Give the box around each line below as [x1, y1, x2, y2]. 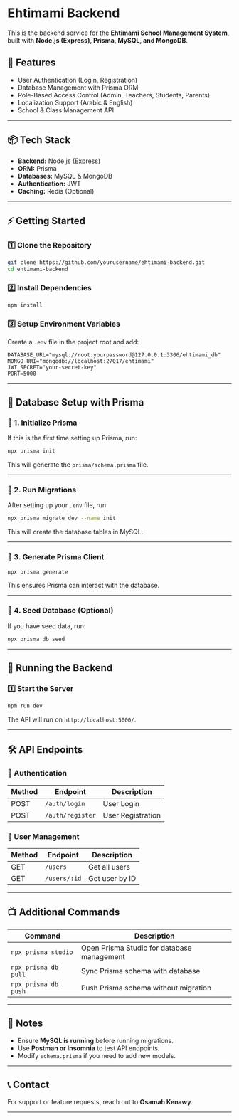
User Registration [102, 810, 161, 820]
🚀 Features [7, 57, 56, 69]
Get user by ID [88, 874, 137, 884]
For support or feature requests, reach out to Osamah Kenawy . [7, 1097, 193, 1106]
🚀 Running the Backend [7, 662, 113, 674]
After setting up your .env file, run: [7, 501, 108, 509]
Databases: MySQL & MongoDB [17, 171, 112, 180]
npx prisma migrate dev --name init [7, 514, 116, 522]
